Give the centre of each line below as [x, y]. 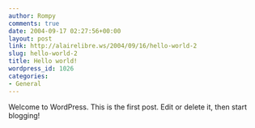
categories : [28, 76]
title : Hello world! [43, 62]
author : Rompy [32, 16]
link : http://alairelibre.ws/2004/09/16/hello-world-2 [103, 46]
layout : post [30, 38]
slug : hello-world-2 [43, 53]
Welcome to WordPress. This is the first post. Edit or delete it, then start [127, 107]
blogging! [24, 115]
